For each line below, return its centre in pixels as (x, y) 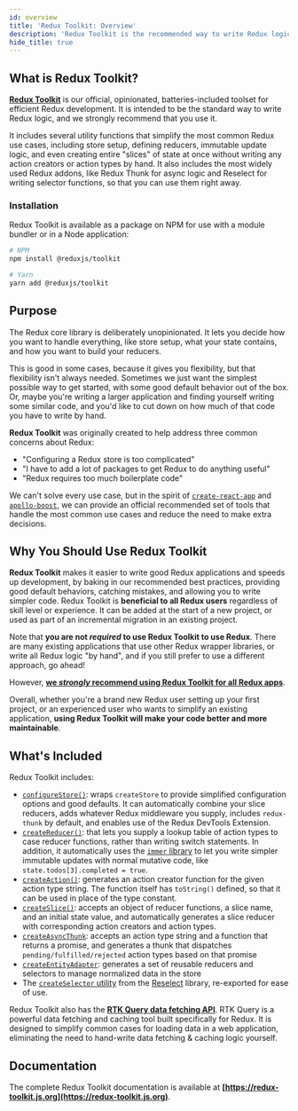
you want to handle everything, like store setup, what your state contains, (143, 342)
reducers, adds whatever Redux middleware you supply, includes (141, 814)
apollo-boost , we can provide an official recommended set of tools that (140, 504)
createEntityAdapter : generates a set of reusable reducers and (137, 965)
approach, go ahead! (47, 666)
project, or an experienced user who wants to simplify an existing (129, 709)
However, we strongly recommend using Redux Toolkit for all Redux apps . (147, 682)
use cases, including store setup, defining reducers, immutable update (138, 145)
